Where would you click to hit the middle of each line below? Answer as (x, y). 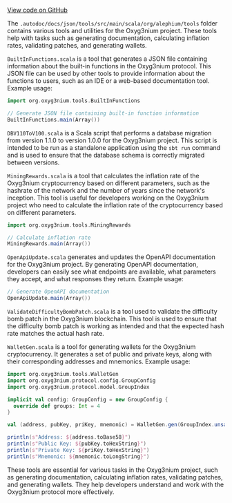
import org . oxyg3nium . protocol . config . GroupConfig (81, 380)
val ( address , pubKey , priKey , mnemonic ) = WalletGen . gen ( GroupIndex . (111, 425)
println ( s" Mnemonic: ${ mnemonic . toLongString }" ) (78, 456)
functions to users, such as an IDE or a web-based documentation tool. (108, 81)
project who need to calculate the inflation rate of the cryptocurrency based (115, 205)
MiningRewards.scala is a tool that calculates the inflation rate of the (103, 175)
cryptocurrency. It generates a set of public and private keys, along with (110, 354)
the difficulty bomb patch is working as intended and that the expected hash (116, 326)
